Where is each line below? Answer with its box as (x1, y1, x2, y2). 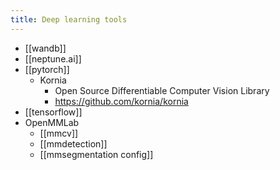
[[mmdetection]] (39, 137, 108, 150)
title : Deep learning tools (10, 14, 128, 25)
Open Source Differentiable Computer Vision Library (54, 84, 270, 96)
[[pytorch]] (24, 63, 70, 75)
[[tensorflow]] (24, 106, 83, 118)
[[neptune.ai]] (24, 52, 82, 65)
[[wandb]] (24, 42, 67, 54)
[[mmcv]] (39, 127, 79, 139)
